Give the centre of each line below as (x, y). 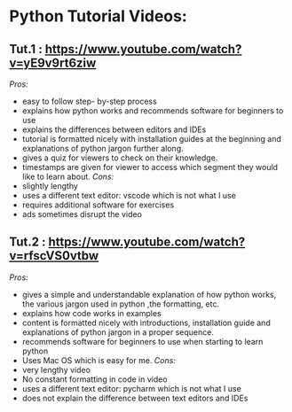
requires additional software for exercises (98, 205)
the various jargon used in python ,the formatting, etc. (121, 304)
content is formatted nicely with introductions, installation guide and (146, 323)
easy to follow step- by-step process (89, 101)
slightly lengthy (50, 186)
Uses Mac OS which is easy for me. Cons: (99, 360)
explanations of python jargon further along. (103, 148)
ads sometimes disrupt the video (82, 214)
